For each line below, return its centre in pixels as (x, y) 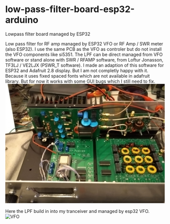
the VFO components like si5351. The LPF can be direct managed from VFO (84, 54)
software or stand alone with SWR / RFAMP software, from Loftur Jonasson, (84, 60)
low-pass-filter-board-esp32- (70, 9)
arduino (22, 20)
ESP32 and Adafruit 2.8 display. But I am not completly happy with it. (77, 70)
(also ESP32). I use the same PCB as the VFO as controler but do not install (83, 49)
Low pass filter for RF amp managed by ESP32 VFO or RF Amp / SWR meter (84, 43)
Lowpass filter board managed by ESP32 (48, 34)
